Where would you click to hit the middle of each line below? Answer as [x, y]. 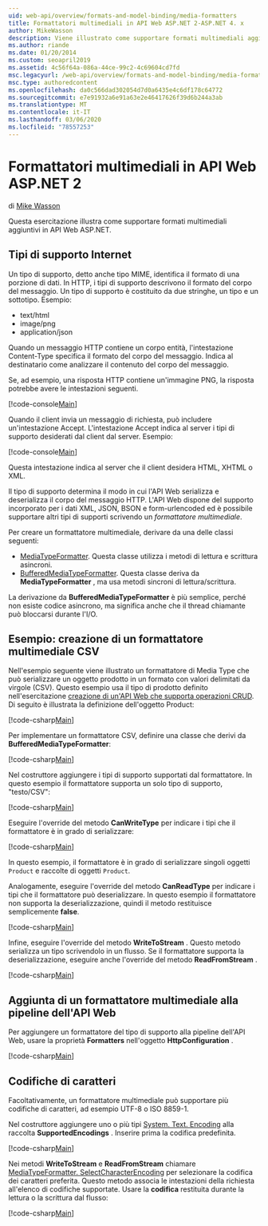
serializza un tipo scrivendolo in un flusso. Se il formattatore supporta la [126, 951]
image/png [37, 323]
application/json [46, 331]
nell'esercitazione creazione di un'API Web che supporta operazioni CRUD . [131, 696]
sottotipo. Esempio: [40, 300]
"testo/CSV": [29, 792]
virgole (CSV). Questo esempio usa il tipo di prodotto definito [108, 688]
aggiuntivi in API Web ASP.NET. [60, 229]
